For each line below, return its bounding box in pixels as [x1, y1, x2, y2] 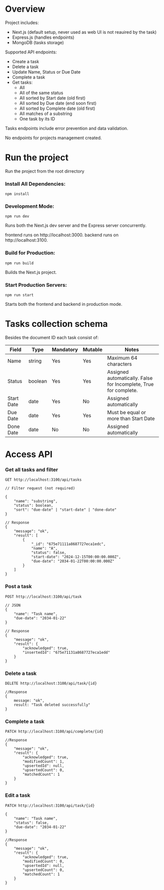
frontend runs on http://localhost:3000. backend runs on [5, 232, 119, 238]
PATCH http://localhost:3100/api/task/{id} [5, 803, 95, 808]
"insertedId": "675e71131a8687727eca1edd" [22, 650, 110, 655]
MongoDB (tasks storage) [12, 39, 64, 45]
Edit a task [5, 792, 31, 799]
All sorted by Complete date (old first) [19, 105, 96, 111]
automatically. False [107, 375, 153, 381]
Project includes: [5, 20, 39, 25]
